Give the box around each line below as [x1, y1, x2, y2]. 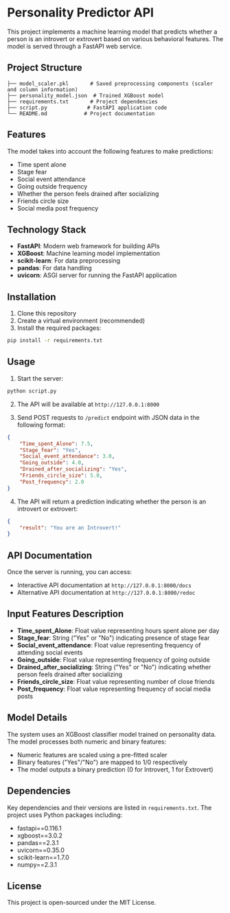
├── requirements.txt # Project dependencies [7, 98, 158, 105]
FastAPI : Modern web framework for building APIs [16, 242, 160, 250]
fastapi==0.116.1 [16, 824, 62, 832]
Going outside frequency [16, 182, 88, 190]
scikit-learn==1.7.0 [16, 853, 70, 862]
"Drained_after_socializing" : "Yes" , [19, 466, 128, 473]
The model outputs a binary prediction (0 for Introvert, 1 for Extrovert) [16, 765, 214, 773]
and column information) [7, 86, 78, 93]
